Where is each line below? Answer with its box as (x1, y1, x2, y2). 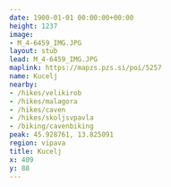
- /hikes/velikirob (9, 88, 82, 97)
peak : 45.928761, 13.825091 (9, 130, 115, 139)
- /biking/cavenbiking (9, 122, 94, 131)
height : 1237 (9, 22, 58, 31)
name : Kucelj (9, 72, 58, 81)
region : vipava (9, 138, 66, 147)
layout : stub (9, 47, 58, 56)
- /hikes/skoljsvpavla (9, 113, 94, 122)
